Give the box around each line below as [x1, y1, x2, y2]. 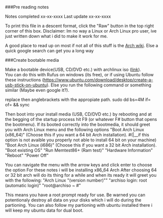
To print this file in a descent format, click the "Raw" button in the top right [5, 23, 154, 29]
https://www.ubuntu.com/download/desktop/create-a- [43, 77, 153, 83]
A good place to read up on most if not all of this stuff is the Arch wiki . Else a [5, 43, 158, 48]
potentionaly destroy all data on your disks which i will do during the [5, 197, 142, 203]
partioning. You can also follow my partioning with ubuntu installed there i [5, 202, 152, 208]
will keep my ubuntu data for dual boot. [5, 207, 84, 213]
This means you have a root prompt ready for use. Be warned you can [5, 192, 145, 198]
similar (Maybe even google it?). [5, 87, 70, 93]
